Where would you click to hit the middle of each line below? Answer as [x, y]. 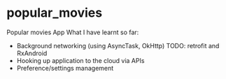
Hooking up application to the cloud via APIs [80, 60]
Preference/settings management [65, 68]
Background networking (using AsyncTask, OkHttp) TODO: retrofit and [118, 45]
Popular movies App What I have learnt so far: [73, 32]
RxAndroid [32, 53]
